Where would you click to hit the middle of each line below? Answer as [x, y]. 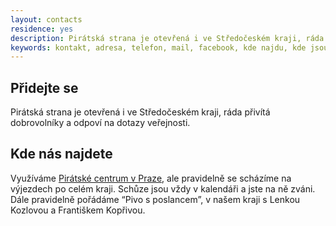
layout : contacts [46, 19]
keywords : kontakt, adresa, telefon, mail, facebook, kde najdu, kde [158, 47]
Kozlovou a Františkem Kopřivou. [78, 210]
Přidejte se [44, 87]
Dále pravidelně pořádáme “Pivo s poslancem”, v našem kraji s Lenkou [155, 199]
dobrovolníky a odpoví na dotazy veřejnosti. [100, 123]
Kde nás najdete [61, 154]
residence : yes [42, 29]
